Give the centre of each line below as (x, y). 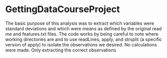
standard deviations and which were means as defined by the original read (83, 28)
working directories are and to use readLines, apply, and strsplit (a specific (84, 39)
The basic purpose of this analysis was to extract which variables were (80, 23)
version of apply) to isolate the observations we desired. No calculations (81, 44)
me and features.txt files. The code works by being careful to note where (82, 34)
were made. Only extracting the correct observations (61, 50)
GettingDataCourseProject (63, 9)
